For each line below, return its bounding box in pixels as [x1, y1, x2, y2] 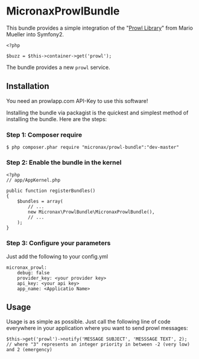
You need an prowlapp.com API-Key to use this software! [6, 97, 148, 104]
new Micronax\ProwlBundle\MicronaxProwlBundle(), [28, 209, 155, 216]
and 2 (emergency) [6, 347, 52, 353]
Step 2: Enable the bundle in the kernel [6, 158, 122, 166]
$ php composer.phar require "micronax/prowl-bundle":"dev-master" [6, 144, 180, 151]
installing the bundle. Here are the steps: [6, 115, 107, 122]
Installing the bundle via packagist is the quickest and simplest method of [6, 109, 189, 116]
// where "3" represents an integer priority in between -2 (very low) [6, 341, 190, 347]
